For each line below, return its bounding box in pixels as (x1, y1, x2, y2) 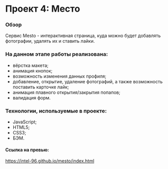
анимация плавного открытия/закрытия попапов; (12, 89, 121, 95)
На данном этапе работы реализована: (5, 51, 108, 58)
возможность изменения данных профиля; (12, 73, 107, 79)
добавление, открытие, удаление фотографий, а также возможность (12, 78, 163, 84)
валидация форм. (12, 94, 51, 100)
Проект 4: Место (5, 3, 80, 15)
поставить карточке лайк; (12, 84, 69, 90)
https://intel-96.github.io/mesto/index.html (5, 158, 95, 164)
